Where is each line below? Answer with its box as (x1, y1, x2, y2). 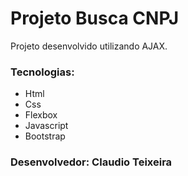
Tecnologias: (10, 65, 75, 79)
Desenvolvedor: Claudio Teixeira (10, 155, 173, 169)
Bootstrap (24, 130, 66, 142)
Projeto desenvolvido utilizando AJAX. (10, 40, 168, 52)
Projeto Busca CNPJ (10, 7, 180, 30)
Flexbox (24, 109, 58, 121)
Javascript (24, 120, 69, 132)
